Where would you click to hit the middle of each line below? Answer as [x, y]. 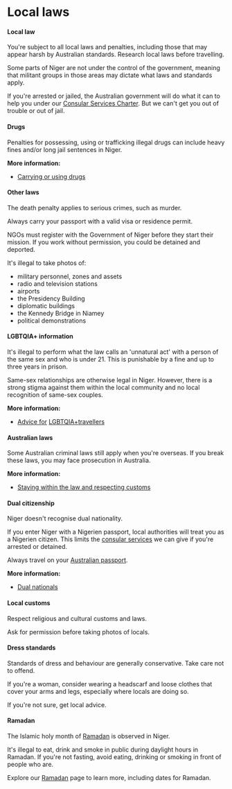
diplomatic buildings [46, 305]
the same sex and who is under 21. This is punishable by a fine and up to [111, 359]
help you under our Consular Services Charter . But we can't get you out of [113, 103]
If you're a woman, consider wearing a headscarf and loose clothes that [110, 684]
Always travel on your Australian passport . [68, 560]
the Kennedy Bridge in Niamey [61, 313]
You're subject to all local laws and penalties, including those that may [107, 47]
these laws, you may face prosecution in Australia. [79, 460]
